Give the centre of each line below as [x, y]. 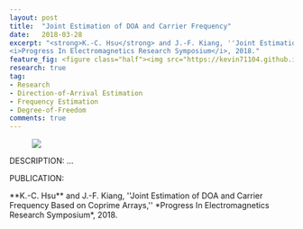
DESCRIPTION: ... [41, 161]
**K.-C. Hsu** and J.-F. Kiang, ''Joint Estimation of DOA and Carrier [136, 196]
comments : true [38, 118]
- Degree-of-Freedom [48, 110]
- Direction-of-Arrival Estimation [76, 93]
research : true [38, 69]
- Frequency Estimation [54, 101]
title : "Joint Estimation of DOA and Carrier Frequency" [120, 26]
